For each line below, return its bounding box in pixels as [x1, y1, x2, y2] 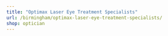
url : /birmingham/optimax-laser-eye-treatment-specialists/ [6, 15, 163, 21]
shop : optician [6, 20, 45, 26]
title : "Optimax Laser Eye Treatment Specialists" [6, 9, 138, 15]
